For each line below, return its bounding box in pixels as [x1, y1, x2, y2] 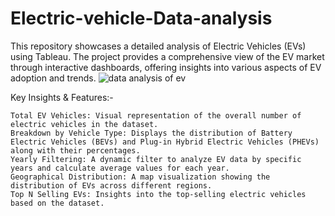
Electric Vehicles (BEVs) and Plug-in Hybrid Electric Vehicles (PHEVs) [10, 137, 320, 147]
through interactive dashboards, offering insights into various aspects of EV [10, 61, 322, 73]
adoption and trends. [10, 72, 97, 84]
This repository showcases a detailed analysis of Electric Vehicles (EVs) [10, 40, 307, 52]
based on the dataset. [10, 198, 105, 208]
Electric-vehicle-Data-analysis [10, 7, 273, 30]
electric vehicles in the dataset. [10, 119, 159, 129]
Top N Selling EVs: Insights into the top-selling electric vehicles [10, 189, 307, 199]
